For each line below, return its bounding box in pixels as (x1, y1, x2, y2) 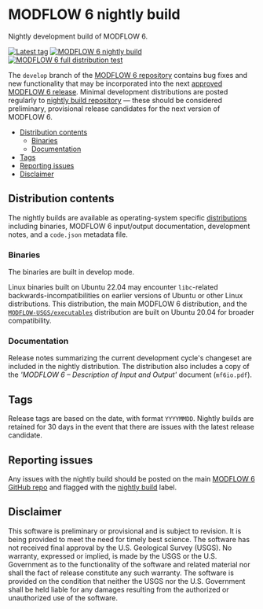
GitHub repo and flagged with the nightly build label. (8, 482, 177, 492)
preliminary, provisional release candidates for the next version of (8, 104, 221, 113)
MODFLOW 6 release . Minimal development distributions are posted (8, 87, 228, 96)
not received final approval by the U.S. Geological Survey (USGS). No (8, 543, 232, 552)
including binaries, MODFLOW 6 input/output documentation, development (8, 221, 250, 231)
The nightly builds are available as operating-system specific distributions (8, 212, 247, 222)
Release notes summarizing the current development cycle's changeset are (8, 353, 253, 363)
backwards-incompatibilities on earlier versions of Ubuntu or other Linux (8, 291, 243, 301)
